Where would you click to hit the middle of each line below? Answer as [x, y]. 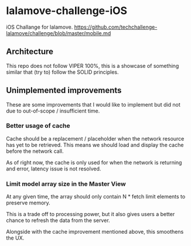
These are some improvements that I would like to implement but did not [93, 104]
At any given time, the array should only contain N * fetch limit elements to [96, 197]
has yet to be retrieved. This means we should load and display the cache [95, 145]
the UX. [15, 238]
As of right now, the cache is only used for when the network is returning [94, 162]
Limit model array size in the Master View [66, 184]
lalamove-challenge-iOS [67, 11]
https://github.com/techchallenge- [116, 27]
